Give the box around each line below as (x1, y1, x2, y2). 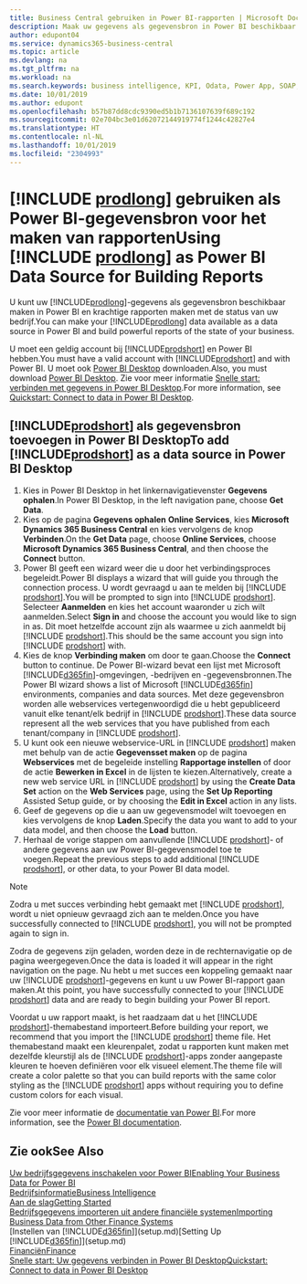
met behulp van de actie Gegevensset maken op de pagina (22, 747, 248, 758)
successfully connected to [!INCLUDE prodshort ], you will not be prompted (9, 919, 292, 930)
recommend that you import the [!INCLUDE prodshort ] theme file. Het (9, 1031, 271, 1042)
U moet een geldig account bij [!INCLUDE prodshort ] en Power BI (9, 343, 253, 354)
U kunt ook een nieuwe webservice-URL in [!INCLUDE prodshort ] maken (22, 737, 297, 749)
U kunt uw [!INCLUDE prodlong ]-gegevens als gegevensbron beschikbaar (9, 296, 286, 307)
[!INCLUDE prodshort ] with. (22, 640, 126, 651)
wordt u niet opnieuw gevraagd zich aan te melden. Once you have (9, 909, 259, 920)
